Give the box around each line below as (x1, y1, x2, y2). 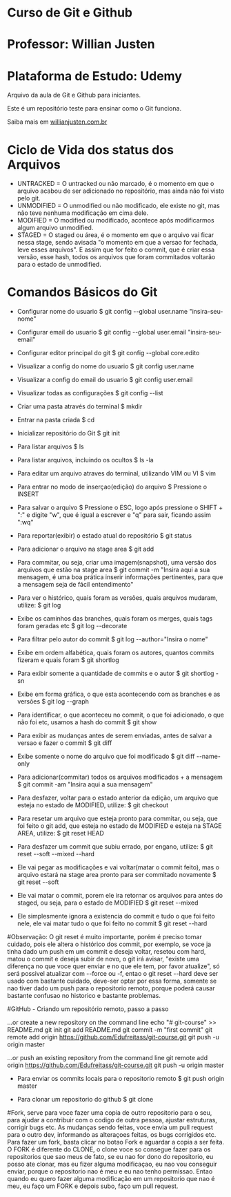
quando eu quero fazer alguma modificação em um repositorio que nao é (7, 1175, 215, 1183)
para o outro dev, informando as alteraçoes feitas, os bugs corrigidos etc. (7, 1131, 217, 1139)
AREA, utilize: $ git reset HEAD (17, 829, 105, 838)
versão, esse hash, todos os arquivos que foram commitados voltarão (17, 253, 216, 261)
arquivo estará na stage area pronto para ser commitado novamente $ (17, 871, 217, 879)
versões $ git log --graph (17, 697, 90, 706)
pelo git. (17, 194, 41, 202)
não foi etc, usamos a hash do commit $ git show (17, 718, 157, 726)
